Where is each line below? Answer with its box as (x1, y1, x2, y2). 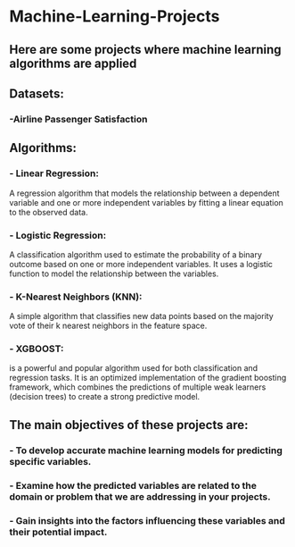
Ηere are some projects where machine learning (9, 42, 283, 57)
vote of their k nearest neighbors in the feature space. (9, 320, 208, 332)
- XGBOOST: (9, 342, 64, 355)
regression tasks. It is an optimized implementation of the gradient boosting (9, 373, 287, 383)
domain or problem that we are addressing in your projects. (9, 490, 271, 502)
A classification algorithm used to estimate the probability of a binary (9, 248, 263, 260)
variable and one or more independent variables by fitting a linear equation (9, 197, 283, 207)
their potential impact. (9, 526, 108, 538)
